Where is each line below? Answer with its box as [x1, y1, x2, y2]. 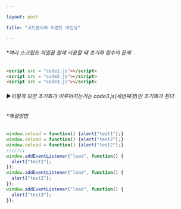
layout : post [6, 14, 39, 20]
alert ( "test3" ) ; [11, 192, 52, 198]
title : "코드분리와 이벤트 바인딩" [6, 24, 81, 30]
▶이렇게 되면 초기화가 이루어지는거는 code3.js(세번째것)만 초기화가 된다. [6, 92, 176, 99]
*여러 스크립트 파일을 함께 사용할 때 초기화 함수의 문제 [6, 49, 131, 57]
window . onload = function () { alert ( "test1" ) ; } [6, 131, 124, 137]
